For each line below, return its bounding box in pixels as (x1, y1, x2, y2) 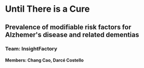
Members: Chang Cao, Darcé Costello (5, 57, 84, 63)
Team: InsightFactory (5, 45, 58, 52)
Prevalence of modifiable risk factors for (5, 23, 132, 31)
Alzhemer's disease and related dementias (5, 30, 139, 39)
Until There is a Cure (5, 3, 90, 15)
